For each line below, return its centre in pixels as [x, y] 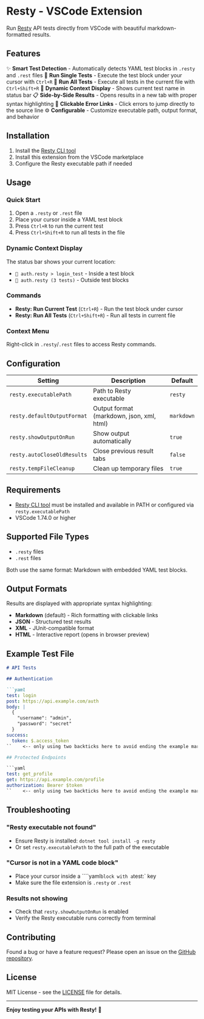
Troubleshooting [39, 810]
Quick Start [23, 200]
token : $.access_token [40, 741]
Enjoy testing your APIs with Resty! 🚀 [54, 1009]
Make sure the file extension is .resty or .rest [73, 882]
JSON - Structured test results [53, 622]
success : [17, 735]
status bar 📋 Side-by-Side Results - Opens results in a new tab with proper [102, 95]
